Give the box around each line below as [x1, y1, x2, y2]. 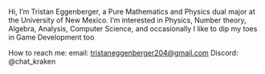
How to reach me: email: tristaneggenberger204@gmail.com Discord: [8, 48, 238, 57]
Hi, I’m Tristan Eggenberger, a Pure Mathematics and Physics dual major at [8, 7, 255, 16]
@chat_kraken [8, 56, 56, 66]
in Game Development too [8, 32, 95, 42]
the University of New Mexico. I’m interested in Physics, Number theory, [8, 15, 247, 25]
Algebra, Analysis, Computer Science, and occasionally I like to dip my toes [8, 24, 258, 33]
